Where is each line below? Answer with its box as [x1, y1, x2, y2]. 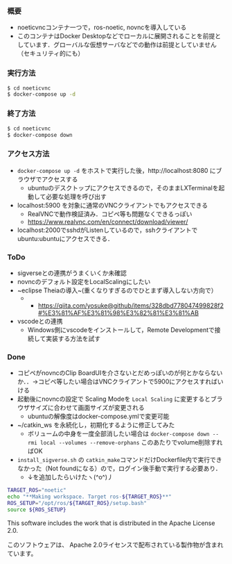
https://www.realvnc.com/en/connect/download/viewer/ [27, 217, 188, 226]
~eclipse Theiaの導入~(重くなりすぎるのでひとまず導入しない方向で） [17, 286, 217, 295]
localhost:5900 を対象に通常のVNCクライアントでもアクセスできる [17, 201, 208, 209]
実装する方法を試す [46, 334, 101, 342]
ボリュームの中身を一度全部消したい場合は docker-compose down [27, 429, 210, 438]
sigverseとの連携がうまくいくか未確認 [17, 269, 127, 277]
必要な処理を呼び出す [46, 192, 107, 201]
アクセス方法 [7, 149, 50, 159]
